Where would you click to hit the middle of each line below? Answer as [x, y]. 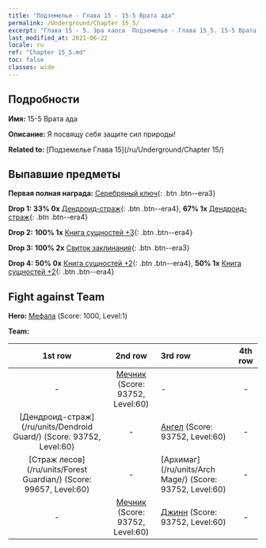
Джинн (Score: [189, 512]
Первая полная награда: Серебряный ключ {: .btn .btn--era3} [112, 193]
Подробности [44, 100]
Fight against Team [57, 297]
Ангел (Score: [187, 427]
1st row [57, 356]
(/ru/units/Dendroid [57, 427]
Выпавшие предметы [65, 174]
